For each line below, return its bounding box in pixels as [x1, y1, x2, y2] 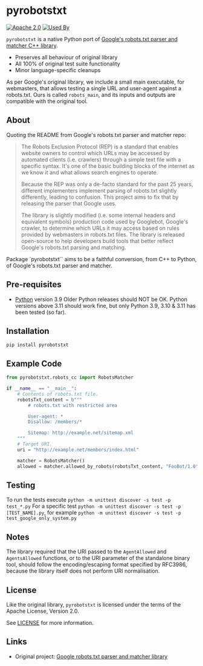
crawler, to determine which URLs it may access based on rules [21, 224, 180, 231]
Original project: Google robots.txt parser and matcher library [14, 653, 168, 660]
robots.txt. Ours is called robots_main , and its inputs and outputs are [6, 91, 176, 98]
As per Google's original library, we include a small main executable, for [6, 78, 185, 85]
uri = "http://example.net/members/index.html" [17, 447, 139, 453]
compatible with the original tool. [6, 98, 88, 105]
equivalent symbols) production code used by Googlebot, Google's [21, 218, 188, 225]
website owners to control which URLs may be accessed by [21, 149, 170, 156]
